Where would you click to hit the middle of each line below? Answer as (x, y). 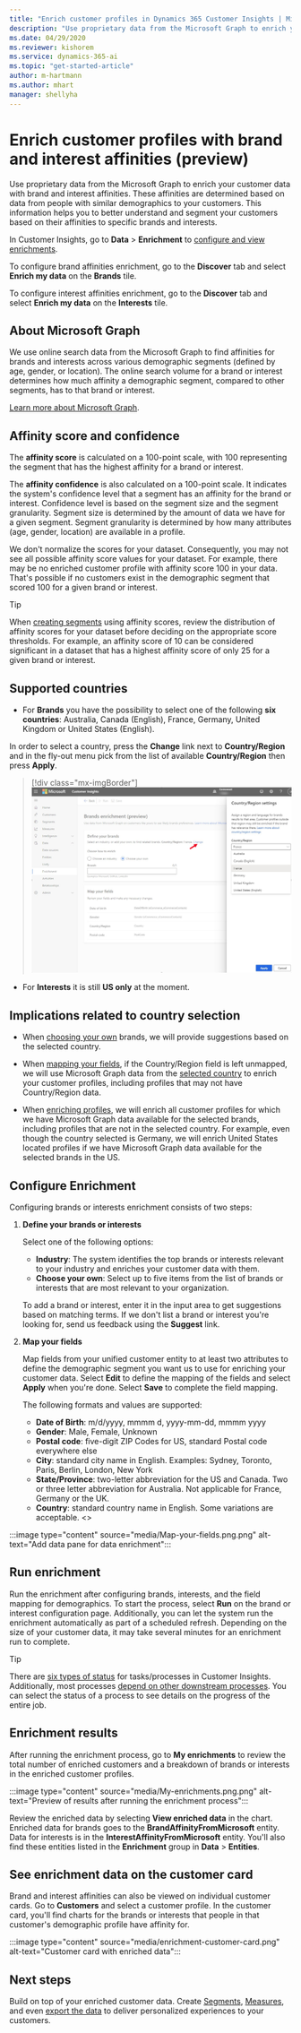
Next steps (40, 1980)
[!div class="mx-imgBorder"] (85, 783)
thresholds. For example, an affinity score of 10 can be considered (131, 642)
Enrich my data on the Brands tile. (73, 276)
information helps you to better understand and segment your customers (144, 212)
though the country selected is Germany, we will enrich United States (150, 1139)
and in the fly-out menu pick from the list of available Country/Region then (147, 756)
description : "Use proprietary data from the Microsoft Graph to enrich (148, 28)
